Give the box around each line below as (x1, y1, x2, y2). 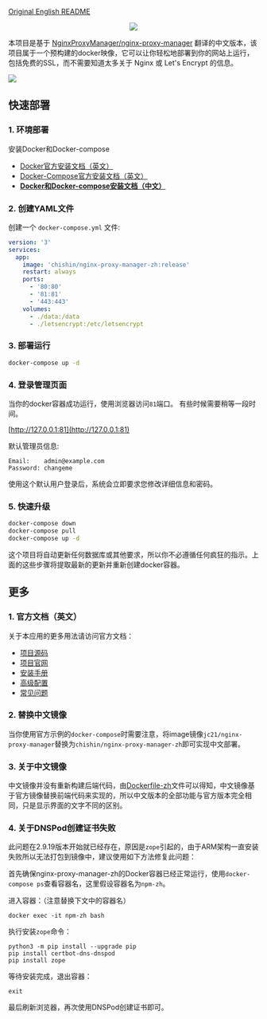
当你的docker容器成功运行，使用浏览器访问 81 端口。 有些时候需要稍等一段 (8, 399, 250, 408)
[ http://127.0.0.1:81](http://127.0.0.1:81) (8, 424, 130, 434)
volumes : (22, 305, 52, 313)
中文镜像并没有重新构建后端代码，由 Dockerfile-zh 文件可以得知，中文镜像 (8, 781, 249, 790)
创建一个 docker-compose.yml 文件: (8, 222, 121, 232)
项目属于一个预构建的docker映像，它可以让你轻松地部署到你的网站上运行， (8, 48, 254, 57)
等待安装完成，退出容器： (8, 972, 92, 982)
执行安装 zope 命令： (8, 927, 72, 936)
